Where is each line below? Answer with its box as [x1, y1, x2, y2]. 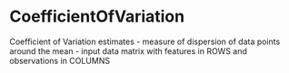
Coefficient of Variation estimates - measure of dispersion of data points [9, 36, 281, 47]
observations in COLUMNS [9, 55, 111, 66]
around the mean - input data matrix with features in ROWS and [9, 45, 248, 56]
